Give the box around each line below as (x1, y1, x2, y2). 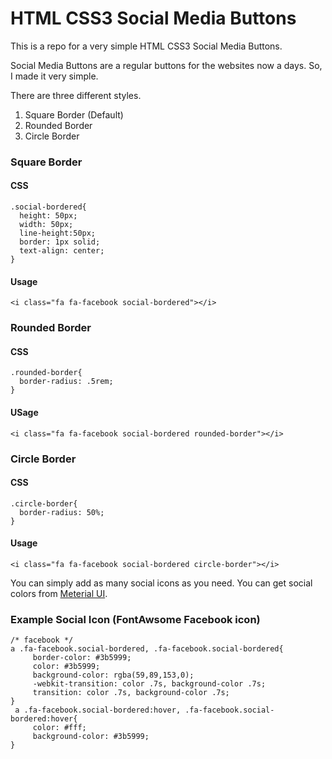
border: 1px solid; (19, 237, 101, 247)
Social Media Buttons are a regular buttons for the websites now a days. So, (10, 59, 323, 71)
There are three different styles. (10, 89, 142, 101)
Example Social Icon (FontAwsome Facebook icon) (10, 612, 261, 626)
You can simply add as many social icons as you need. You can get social (10, 577, 313, 589)
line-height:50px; (19, 228, 97, 239)
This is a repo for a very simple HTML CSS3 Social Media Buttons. (10, 40, 283, 52)
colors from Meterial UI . (10, 587, 108, 599)
